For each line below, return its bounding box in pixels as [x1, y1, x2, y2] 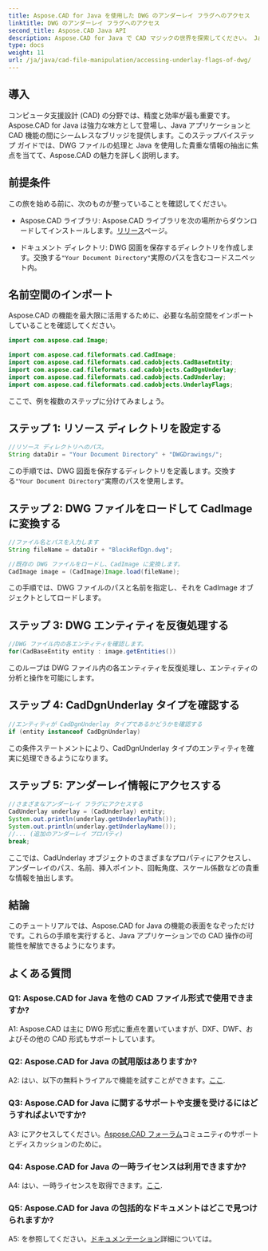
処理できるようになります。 [22, 753, 113, 763]
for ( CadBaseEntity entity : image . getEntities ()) [8, 648, 177, 656]
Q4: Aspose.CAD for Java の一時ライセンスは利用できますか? [8, 1161, 246, 1172]
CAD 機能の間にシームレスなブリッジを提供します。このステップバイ [8, 130, 234, 140]
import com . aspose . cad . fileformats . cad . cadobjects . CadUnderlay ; [8, 373, 227, 381]
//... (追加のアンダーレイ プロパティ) [8, 830, 124, 838]
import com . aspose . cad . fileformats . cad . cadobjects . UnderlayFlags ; [8, 381, 234, 389]
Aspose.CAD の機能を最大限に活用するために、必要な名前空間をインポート [8, 310, 254, 320]
